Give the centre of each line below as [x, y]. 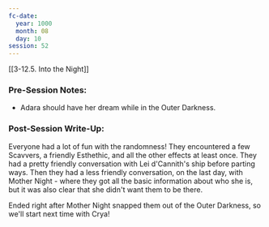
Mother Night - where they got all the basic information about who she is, [131, 181]
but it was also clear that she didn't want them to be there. [106, 189]
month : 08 [32, 31]
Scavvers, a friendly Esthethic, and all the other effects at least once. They [133, 155]
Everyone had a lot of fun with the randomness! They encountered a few [130, 146]
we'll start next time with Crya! [59, 214]
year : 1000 [34, 24]
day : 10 [29, 39]
